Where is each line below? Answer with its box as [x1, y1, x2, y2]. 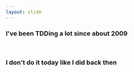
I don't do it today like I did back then [6, 58, 117, 67]
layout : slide [6, 9, 42, 15]
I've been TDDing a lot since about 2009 [6, 29, 128, 37]
